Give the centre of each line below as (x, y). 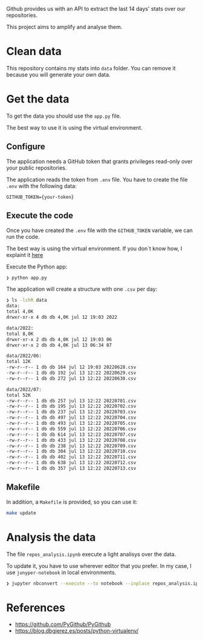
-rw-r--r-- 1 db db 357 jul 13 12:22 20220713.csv (71, 468)
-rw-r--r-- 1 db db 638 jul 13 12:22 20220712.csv (71, 463)
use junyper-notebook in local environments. (61, 572)
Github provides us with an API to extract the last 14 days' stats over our (96, 9)
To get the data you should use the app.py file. (64, 116)
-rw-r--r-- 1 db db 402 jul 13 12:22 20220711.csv (71, 457)
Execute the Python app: (37, 267)
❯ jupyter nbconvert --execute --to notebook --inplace (78, 583)
